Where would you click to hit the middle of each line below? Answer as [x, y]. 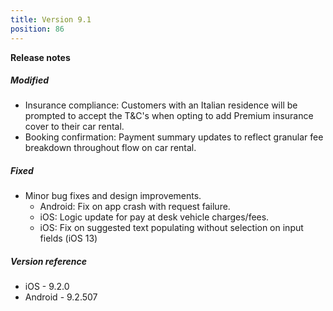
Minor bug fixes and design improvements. [113, 196]
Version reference [48, 262]
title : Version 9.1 [51, 19]
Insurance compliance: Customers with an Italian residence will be [161, 105]
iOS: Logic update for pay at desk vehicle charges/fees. [154, 217]
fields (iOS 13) [68, 238]
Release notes [40, 57]
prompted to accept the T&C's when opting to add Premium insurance [169, 116]
